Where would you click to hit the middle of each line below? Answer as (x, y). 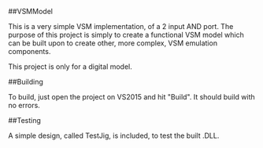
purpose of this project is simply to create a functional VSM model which (126, 35)
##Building (26, 82)
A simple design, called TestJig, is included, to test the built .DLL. (114, 135)
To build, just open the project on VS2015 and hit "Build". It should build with (132, 97)
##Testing (25, 120)
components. (30, 51)
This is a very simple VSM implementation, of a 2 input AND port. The (121, 26)
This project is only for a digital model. (70, 67)
